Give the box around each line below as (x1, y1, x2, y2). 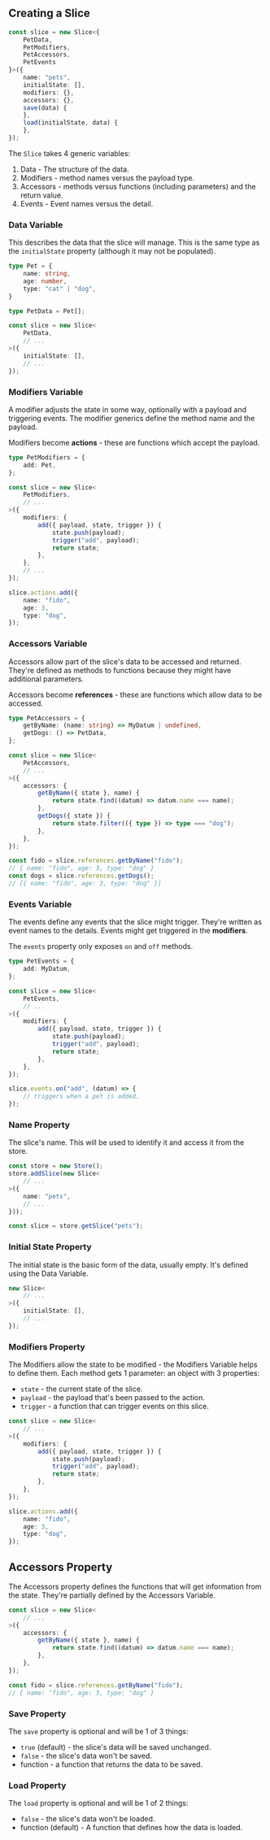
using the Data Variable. (8, 1268, 89, 1278)
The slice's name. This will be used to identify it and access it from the (8, 1137, 245, 1147)
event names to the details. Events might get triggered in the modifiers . (8, 926, 248, 936)
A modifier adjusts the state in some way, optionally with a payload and (8, 404, 246, 414)
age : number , (23, 276, 67, 285)
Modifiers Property (8, 1341, 85, 1352)
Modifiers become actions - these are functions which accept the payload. (8, 437, 260, 447)
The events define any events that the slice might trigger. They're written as (8, 917, 263, 927)
